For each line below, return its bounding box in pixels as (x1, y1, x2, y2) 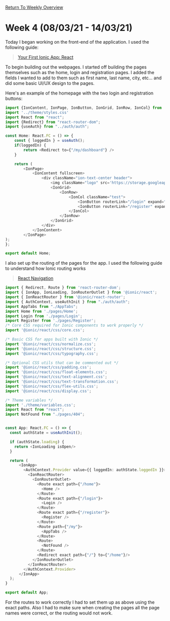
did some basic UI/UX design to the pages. (5, 80, 95, 86)
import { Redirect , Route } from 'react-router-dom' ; (5, 285, 121, 290)
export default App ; (5, 590, 49, 595)
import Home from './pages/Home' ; (5, 308, 78, 314)
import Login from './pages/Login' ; (5, 314, 82, 319)
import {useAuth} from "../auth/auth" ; (5, 124, 90, 129)
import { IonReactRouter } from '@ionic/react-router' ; (5, 295, 125, 300)
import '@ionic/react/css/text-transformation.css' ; (5, 379, 119, 384)
